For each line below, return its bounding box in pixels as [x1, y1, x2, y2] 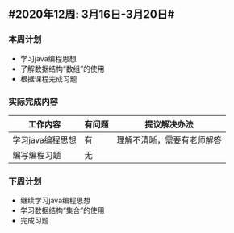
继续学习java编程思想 [19, 196, 91, 206]
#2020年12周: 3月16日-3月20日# [8, 7, 175, 22]
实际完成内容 [8, 96, 59, 107]
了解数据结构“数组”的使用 [19, 64, 105, 73]
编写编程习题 [12, 149, 62, 160]
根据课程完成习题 [19, 73, 77, 83]
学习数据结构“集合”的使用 [19, 206, 105, 215]
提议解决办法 [144, 119, 194, 130]
